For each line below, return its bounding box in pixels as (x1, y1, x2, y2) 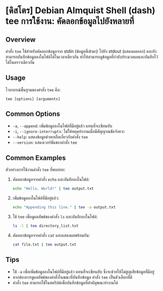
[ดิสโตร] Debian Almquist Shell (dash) (5, 5, 156, 16)
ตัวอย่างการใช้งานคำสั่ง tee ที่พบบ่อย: (5, 167, 65, 173)
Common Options (5, 110, 61, 118)
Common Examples (5, 154, 66, 162)
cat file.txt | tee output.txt (12, 242, 77, 247)
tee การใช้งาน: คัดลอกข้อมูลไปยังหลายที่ (5, 16, 134, 27)
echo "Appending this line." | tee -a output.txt (12, 205, 116, 210)
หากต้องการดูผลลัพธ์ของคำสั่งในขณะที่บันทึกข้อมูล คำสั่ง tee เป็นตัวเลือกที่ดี (12, 274, 132, 280)
